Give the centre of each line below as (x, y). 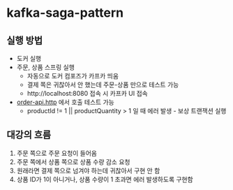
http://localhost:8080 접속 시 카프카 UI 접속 (87, 93)
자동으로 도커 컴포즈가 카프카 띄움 (73, 76)
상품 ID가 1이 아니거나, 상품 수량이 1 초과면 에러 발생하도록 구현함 (105, 179)
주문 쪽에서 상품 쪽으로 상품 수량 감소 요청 (73, 161)
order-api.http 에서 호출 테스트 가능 (65, 102)
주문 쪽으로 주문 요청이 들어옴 (57, 153)
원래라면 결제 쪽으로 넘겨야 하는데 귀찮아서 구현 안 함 (88, 170)
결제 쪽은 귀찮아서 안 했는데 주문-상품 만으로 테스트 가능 (103, 85)
